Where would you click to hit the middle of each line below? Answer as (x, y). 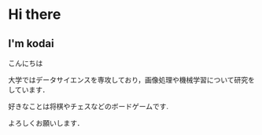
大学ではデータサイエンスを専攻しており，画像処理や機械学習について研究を (132, 80)
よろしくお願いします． (46, 123)
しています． (29, 89)
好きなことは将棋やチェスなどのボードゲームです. (89, 106)
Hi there (35, 15)
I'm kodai (31, 44)
